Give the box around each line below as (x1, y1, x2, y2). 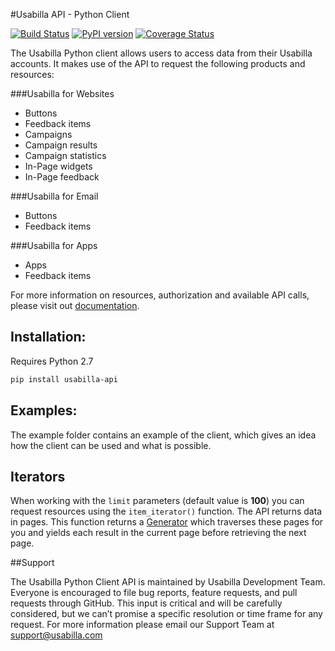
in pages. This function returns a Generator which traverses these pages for (10, 516, 324, 528)
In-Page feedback (24, 171, 100, 183)
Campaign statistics (24, 150, 107, 161)
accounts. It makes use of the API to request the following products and (10, 58, 306, 69)
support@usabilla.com (10, 629, 103, 641)
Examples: (10, 402, 78, 419)
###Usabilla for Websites (10, 88, 115, 99)
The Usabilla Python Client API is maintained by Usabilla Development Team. (10, 576, 326, 588)
